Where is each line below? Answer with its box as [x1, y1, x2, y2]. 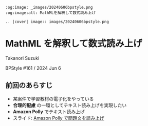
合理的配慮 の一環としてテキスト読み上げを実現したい [12, 102, 127, 108]
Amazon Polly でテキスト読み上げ [12, 108, 85, 115]
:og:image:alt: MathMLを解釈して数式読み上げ [5, 10, 96, 15]
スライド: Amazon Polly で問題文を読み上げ [12, 115, 104, 121]
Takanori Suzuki [5, 55, 40, 61]
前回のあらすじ [5, 81, 53, 90]
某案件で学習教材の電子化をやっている [12, 95, 94, 102]
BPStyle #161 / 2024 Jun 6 [5, 65, 62, 71]
